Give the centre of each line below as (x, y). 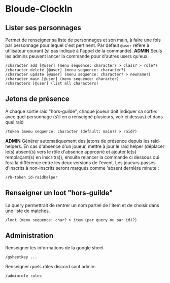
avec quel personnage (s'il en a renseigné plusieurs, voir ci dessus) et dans (84, 117)
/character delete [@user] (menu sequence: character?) (65, 70)
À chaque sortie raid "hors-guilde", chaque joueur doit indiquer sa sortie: (81, 111)
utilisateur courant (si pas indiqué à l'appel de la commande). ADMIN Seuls (84, 51)
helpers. (14, 146)
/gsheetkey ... (21, 257)
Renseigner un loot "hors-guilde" (59, 193)
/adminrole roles (24, 276)
